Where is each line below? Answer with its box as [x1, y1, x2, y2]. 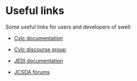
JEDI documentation [13, 57, 64, 64]
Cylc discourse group [13, 45, 66, 53]
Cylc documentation [13, 34, 63, 41]
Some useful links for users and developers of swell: [5, 23, 132, 30]
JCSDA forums [13, 68, 50, 75]
